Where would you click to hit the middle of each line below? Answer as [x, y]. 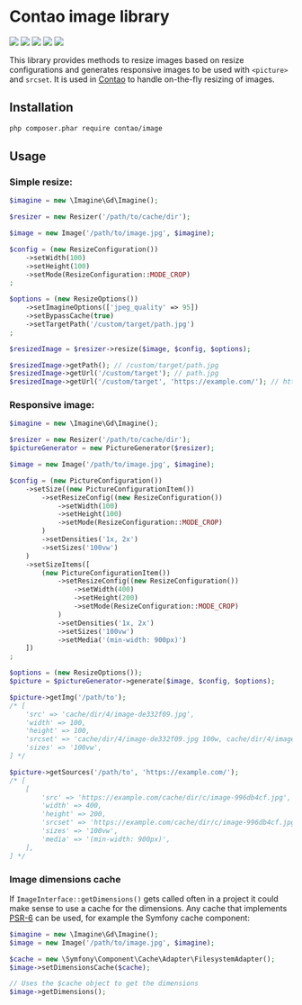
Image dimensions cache [65, 879]
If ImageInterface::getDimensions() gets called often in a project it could [144, 899]
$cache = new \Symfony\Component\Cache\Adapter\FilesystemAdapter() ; [142, 959]
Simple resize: [41, 182]
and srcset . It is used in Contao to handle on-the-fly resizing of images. [142, 79]
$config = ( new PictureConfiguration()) [86, 480]
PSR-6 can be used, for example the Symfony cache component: [129, 918]
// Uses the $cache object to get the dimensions [104, 983]
